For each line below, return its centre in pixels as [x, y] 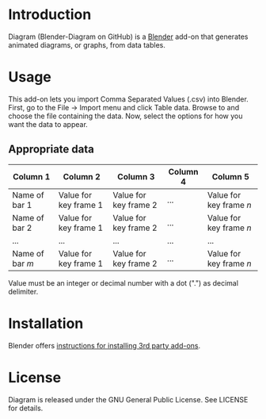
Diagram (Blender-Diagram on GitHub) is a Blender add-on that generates [128, 37]
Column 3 [136, 176]
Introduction [50, 15]
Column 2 [82, 176]
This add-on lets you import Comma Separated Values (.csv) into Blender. [129, 99]
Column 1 [32, 176]
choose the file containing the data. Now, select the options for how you [125, 116]
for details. [26, 408]
